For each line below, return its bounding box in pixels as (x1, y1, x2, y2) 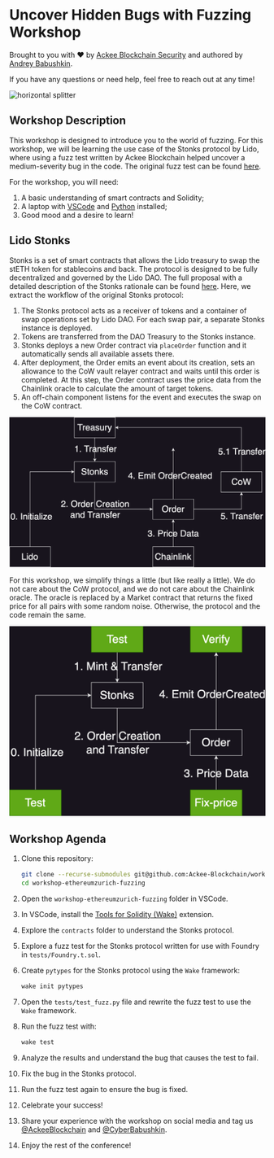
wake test (20, 1038, 55, 1047)
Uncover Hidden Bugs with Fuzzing (9, 6, 252, 24)
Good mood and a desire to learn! (20, 210, 134, 220)
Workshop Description (9, 114, 127, 128)
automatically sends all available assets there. (20, 348, 175, 359)
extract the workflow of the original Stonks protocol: (9, 290, 184, 299)
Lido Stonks (9, 234, 71, 247)
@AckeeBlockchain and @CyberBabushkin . (20, 1125, 167, 1134)
